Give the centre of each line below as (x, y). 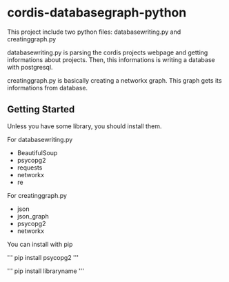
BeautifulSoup (37, 152)
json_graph (33, 216)
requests (30, 168)
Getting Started (41, 109)
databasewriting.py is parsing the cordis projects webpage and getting (108, 52)
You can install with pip (40, 244)
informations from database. (48, 88)
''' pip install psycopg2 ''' (43, 257)
